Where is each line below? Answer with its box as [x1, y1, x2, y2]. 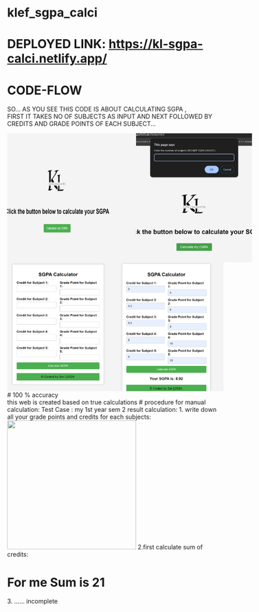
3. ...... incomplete [7, 597, 58, 606]
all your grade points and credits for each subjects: [7, 413, 151, 421]
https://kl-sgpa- [109, 36, 203, 52]
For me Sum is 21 [7, 574, 105, 590]
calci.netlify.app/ [7, 51, 108, 67]
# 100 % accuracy [7, 391, 58, 400]
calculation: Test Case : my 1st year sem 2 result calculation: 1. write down [7, 406, 217, 414]
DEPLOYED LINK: [7, 36, 106, 52]
